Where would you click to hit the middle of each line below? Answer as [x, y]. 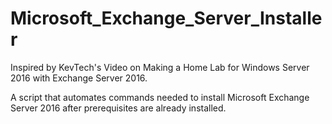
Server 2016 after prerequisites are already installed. [118, 108]
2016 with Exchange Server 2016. [79, 78]
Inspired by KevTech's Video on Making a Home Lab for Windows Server [160, 67]
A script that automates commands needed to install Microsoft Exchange [160, 97]
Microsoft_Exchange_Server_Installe [166, 18]
